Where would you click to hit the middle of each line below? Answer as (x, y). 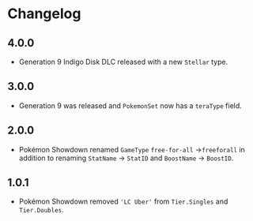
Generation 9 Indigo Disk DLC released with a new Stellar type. (123, 62)
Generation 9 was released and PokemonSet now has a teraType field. (130, 105)
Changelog (44, 14)
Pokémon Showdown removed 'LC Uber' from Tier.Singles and (123, 201)
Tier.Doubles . (41, 210)
